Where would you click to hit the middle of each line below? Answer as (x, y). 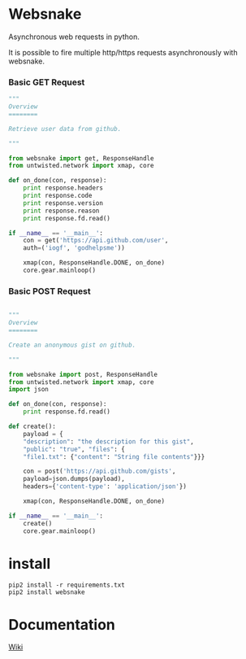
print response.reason (61, 211)
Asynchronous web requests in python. (74, 37)
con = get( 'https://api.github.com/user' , (96, 241)
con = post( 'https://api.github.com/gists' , (99, 471)
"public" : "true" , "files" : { (74, 449)
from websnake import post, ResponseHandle (83, 374)
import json (28, 390)
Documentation (62, 624)
